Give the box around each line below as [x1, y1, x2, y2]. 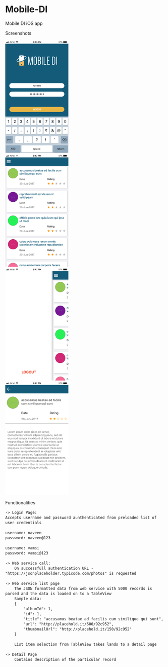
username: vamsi [5, 545, 39, 550]
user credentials [5, 520, 42, 525]
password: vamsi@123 [5, 550, 49, 555]
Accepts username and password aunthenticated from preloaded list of [5, 515, 157, 520]
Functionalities [5, 499, 36, 505]
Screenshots [5, 30, 32, 36]
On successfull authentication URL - [14, 566, 94, 571]
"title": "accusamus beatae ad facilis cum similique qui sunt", [23, 616, 164, 621]
